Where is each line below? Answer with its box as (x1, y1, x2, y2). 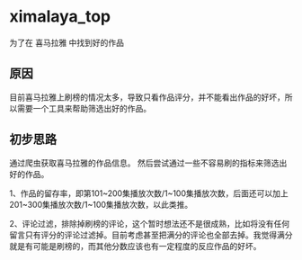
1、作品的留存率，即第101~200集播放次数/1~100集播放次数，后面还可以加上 (9, 187, 289, 199)
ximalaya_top (9, 6, 111, 27)
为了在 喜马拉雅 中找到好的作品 (9, 37, 124, 48)
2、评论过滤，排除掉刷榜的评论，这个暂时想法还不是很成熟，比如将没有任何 (9, 218, 290, 229)
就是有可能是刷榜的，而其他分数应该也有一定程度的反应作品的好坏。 (9, 240, 262, 251)
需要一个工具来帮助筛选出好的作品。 (16, 103, 151, 113)
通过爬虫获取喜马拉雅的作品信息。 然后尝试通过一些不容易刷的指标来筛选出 (9, 157, 288, 168)
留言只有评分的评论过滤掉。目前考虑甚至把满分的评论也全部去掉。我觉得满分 (9, 229, 293, 240)
